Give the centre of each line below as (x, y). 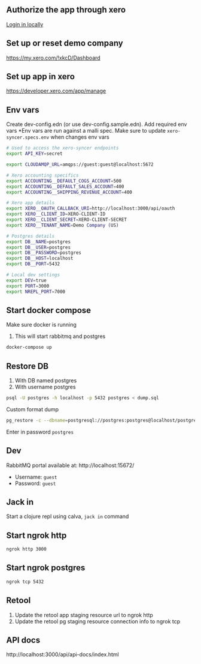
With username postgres (45, 387)
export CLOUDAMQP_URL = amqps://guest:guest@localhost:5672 (80, 164)
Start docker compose (49, 310)
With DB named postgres (46, 380)
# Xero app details (31, 203)
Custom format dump (32, 409)
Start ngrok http (36, 535)
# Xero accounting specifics (42, 175)
